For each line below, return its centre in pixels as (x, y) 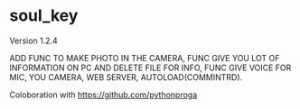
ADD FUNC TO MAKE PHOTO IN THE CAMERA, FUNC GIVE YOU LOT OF (145, 58)
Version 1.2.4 (34, 41)
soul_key (44, 16)
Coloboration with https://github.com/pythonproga (103, 95)
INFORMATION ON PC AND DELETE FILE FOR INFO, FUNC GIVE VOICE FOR (150, 68)
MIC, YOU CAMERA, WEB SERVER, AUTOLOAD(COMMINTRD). (126, 77)
